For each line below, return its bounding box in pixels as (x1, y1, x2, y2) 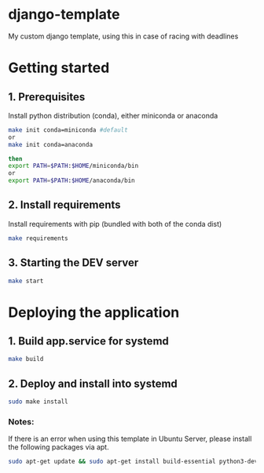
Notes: (8, 416, 35, 427)
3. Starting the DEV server (8, 257, 139, 270)
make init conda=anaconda (8, 140, 93, 148)
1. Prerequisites (8, 90, 86, 104)
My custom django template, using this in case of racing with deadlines (8, 31, 239, 41)
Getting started (8, 59, 110, 77)
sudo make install (8, 398, 68, 406)
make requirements (8, 234, 68, 242)
